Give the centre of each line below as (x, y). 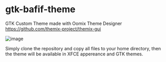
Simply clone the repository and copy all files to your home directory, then (83, 48)
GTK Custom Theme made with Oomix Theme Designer (64, 23)
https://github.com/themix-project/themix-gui (53, 28)
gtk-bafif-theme (40, 9)
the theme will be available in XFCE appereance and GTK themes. (74, 54)
